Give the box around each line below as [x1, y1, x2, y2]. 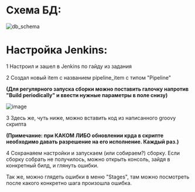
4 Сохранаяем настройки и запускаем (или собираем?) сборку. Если [6, 149, 180, 156]
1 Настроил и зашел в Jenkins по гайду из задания [6, 63, 132, 70]
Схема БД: [6, 4, 61, 17]
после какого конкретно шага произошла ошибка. [6, 179, 132, 186]
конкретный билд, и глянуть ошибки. [6, 162, 99, 169]
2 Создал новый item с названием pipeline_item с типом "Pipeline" [6, 74, 172, 81]
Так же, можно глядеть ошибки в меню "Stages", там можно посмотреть [6, 173, 190, 180]
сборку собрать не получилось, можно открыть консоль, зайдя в [6, 156, 170, 163]
